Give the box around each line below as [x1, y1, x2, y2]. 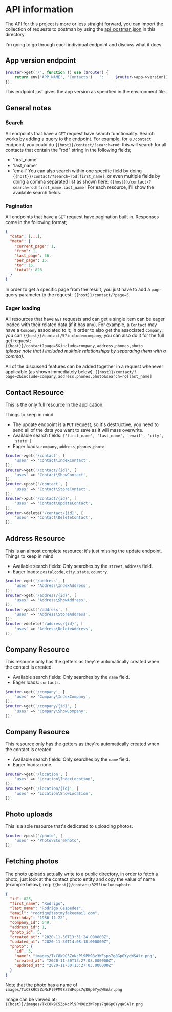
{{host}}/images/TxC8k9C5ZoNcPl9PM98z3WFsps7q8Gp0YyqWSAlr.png [5, 1001, 143, 1007]
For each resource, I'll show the [87, 184, 154, 190]
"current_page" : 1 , [14, 244, 56, 249]
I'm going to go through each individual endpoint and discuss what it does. [5, 41, 163, 47]
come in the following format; [5, 219, 68, 226]
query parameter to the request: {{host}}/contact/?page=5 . [5, 291, 131, 298]
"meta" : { [10, 239, 31, 244]
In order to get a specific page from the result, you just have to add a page [5, 286, 161, 292]
